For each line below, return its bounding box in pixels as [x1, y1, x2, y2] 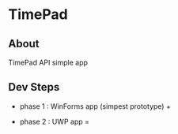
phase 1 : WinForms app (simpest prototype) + [19, 101, 172, 111]
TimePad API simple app [8, 58, 89, 67]
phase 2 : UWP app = [19, 117, 89, 126]
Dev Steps [8, 80, 60, 94]
